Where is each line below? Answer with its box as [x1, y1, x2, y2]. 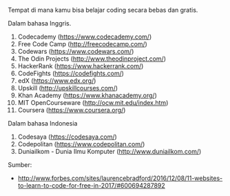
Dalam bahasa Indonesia [8, 119, 78, 127]
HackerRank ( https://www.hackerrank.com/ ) [17, 62, 144, 70]
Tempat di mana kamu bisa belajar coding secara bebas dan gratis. [8, 6, 198, 14]
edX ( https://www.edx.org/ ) [17, 77, 96, 85]
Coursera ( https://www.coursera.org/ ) [17, 106, 126, 114]
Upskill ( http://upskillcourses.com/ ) [17, 84, 118, 92]
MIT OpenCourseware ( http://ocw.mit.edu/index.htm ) [17, 99, 169, 106]
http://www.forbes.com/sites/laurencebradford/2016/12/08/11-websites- [17, 174, 223, 182]
